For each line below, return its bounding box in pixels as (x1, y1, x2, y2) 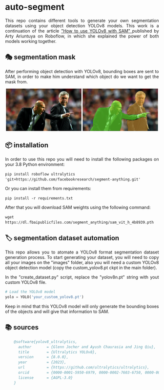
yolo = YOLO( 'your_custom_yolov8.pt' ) (5, 294, 84, 300)
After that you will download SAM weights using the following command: (5, 204, 151, 211)
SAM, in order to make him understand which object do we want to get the (5, 74, 159, 79)
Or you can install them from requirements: (5, 186, 91, 192)
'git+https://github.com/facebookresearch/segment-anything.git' (5, 177, 141, 182)
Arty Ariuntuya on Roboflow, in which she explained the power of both (5, 33, 159, 39)
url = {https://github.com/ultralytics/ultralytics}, (18, 365, 150, 370)
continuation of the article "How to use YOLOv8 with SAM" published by (5, 28, 160, 34)
